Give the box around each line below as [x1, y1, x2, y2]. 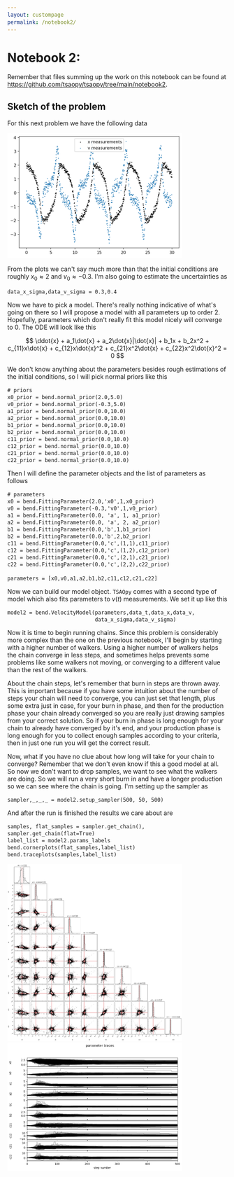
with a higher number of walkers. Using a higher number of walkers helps [7, 643, 219, 651]
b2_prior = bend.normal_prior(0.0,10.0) [7, 429, 127, 436]
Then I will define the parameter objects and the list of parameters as [7, 469, 206, 478]
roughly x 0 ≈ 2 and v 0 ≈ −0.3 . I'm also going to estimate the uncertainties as [7, 272, 228, 282]
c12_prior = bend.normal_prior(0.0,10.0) [7, 443, 130, 450]
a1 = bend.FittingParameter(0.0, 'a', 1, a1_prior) [7, 512, 161, 519]
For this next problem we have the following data [7, 119, 148, 127]
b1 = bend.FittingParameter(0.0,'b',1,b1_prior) [7, 526, 152, 533]
